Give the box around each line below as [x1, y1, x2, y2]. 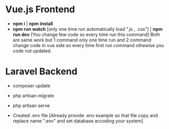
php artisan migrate [12, 92, 54, 98]
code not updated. [12, 48, 52, 54]
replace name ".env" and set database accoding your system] [12, 118, 143, 124]
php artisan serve [12, 102, 50, 109]
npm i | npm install [12, 20, 53, 27]
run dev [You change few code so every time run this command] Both [12, 31, 160, 37]
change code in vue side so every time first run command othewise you [12, 42, 164, 48]
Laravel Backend [5, 66, 78, 77]
